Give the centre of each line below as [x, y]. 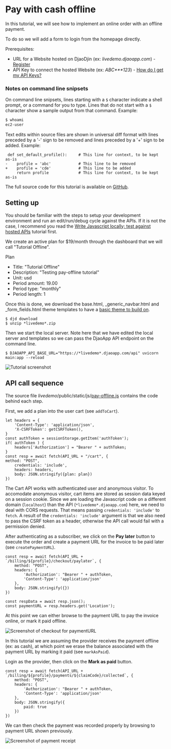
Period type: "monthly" [37, 289]
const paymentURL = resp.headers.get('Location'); [60, 606]
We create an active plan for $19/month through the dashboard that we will [84, 241]
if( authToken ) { [25, 443]
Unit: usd [22, 277]
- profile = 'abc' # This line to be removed [71, 164]
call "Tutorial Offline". [28, 247]
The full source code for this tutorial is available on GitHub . [67, 187]
